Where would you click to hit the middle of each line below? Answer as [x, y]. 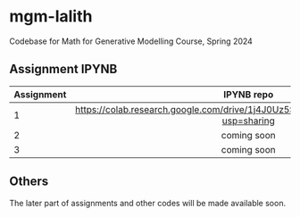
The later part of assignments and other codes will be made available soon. [148, 203]
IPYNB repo [248, 94]
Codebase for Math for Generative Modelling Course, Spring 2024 [131, 41]
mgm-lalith [51, 17]
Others [29, 182]
